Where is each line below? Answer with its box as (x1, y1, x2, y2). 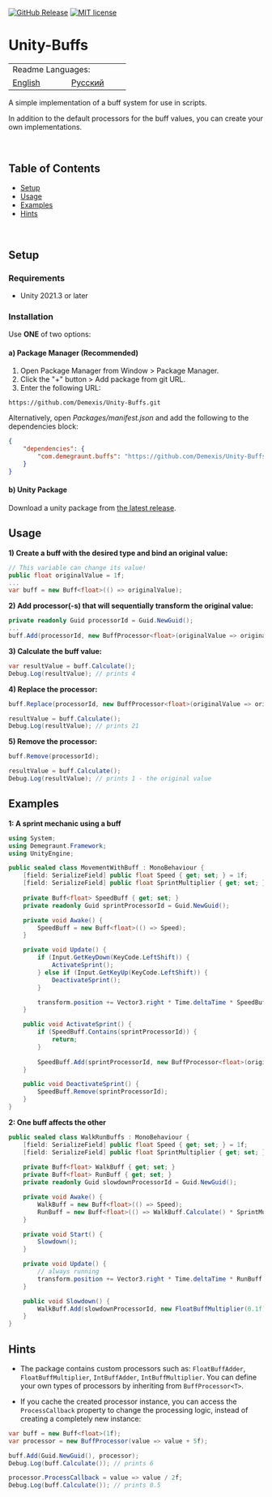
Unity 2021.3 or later (19, 290, 89, 300)
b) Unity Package (8, 485, 67, 494)
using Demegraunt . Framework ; (8, 841, 107, 850)
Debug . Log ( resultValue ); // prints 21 (8, 722, 139, 730)
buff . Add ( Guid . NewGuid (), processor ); (8, 1452, 139, 1460)
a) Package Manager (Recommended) (8, 348, 139, 357)
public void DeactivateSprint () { (23, 1080, 139, 1089)
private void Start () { (23, 1230, 104, 1238)
